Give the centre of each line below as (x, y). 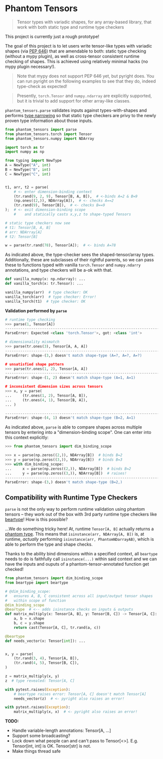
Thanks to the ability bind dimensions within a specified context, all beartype (81, 554)
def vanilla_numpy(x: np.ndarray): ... (45, 279)
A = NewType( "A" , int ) (28, 165)
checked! (14, 569)
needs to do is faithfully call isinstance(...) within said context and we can (81, 559)
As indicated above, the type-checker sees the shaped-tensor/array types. (80, 255)
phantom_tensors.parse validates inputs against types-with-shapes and (76, 110)
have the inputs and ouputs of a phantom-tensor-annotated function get (77, 564)
